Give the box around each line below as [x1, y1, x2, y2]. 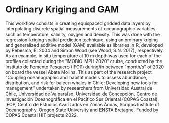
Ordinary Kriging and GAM [5, 4, 119, 15]
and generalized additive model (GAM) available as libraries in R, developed [5, 42, 163, 48]
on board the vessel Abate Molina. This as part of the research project [5, 69, 152, 75]
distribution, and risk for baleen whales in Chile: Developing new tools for [5, 80, 158, 86]
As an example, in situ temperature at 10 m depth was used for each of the [5, 52, 161, 59]
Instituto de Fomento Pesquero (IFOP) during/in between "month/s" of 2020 [5, 64, 164, 70]
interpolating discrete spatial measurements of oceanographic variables [5, 25, 156, 32]
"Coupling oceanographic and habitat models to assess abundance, [5, 74, 147, 80]
